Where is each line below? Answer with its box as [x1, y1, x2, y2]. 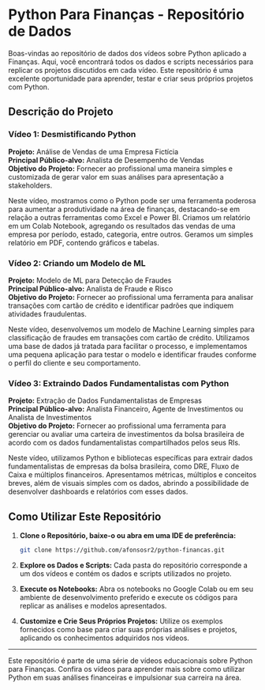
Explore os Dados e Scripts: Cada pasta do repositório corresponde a [19, 560, 248, 570]
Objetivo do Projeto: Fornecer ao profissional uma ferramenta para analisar [8, 292, 254, 301]
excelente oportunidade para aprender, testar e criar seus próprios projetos [8, 74, 254, 83]
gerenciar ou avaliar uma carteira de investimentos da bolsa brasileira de [8, 430, 244, 439]
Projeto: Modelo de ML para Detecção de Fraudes [8, 275, 172, 285]
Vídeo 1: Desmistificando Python [8, 129, 136, 140]
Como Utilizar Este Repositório [8, 510, 162, 523]
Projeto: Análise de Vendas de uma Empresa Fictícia [8, 146, 179, 156]
